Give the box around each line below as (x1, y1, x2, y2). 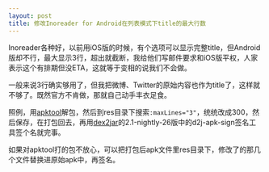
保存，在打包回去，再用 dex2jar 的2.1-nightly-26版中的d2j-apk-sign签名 (15, 117, 250, 127)
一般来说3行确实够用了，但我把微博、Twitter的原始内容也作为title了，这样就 (8, 80, 261, 90)
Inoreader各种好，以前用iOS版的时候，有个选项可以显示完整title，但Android (8, 42, 261, 52)
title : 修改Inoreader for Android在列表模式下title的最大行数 (8, 19, 206, 27)
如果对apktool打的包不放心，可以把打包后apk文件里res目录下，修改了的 (8, 145, 247, 154)
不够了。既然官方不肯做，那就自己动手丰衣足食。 (8, 90, 171, 99)
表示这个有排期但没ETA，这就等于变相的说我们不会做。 (8, 62, 191, 73)
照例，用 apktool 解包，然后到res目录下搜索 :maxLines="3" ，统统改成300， (8, 107, 253, 117)
